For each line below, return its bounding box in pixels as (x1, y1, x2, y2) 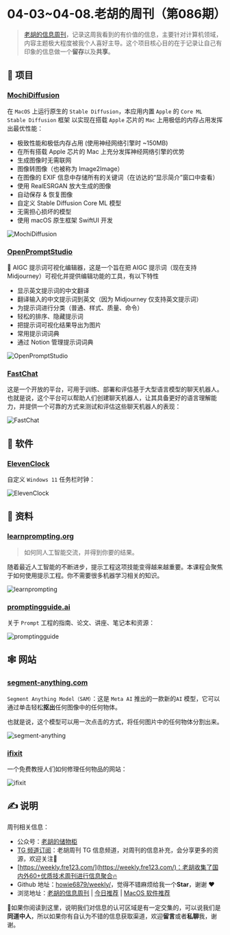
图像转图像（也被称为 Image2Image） (16, 164, 124, 172)
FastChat (7, 369, 38, 378)
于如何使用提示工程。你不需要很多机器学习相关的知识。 (7, 571, 163, 579)
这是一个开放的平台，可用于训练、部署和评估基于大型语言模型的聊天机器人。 (7, 385, 223, 393)
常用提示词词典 (16, 329, 60, 337)
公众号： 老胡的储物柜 (16, 837, 77, 845)
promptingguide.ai (7, 602, 71, 612)
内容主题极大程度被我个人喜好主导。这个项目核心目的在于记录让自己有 (23, 38, 222, 47)
